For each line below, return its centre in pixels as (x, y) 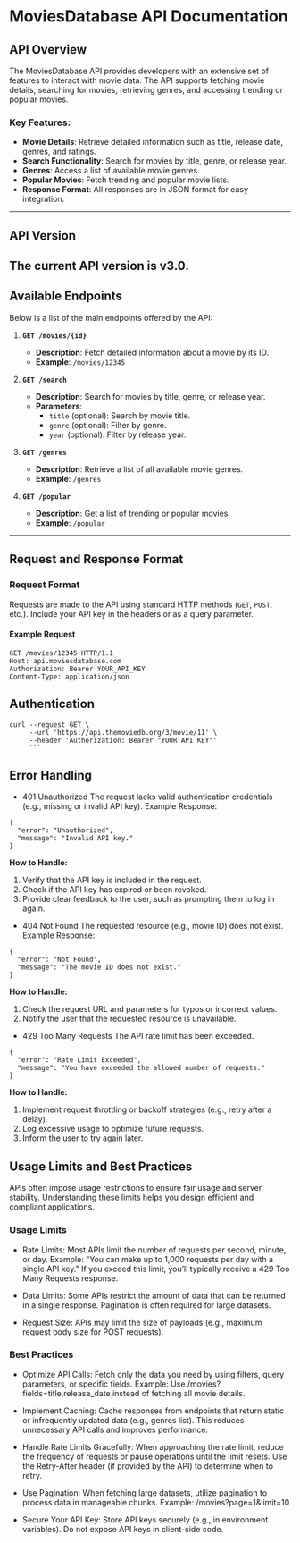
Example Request (42, 634)
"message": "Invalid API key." (75, 839)
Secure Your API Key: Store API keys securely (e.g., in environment (145, 1519)
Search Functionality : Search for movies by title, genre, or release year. (154, 161)
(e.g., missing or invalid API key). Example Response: (120, 806)
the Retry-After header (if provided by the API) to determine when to (148, 1466)
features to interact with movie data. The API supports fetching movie (137, 80)
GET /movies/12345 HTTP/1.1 (62, 653)
